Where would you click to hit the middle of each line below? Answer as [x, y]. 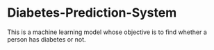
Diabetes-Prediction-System [92, 13]
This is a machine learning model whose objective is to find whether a [107, 32]
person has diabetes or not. [47, 39]
